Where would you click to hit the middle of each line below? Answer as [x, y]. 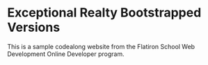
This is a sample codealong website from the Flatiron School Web [101, 46]
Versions [34, 27]
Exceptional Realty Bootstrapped [104, 13]
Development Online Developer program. [66, 54]
